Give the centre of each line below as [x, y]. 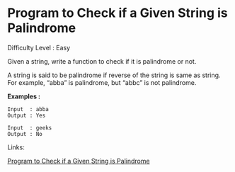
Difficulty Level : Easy [39, 47]
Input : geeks [30, 128]
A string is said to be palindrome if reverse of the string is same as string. [114, 75]
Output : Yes [27, 115]
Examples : [24, 96]
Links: [16, 147]
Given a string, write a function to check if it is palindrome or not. [102, 61]
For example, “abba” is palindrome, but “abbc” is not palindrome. [102, 82]
